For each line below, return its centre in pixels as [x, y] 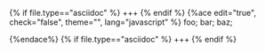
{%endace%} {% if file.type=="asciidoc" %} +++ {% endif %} [123, 39]
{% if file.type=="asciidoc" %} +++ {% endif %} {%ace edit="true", [132, 13]
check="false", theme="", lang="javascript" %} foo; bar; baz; [121, 22]
